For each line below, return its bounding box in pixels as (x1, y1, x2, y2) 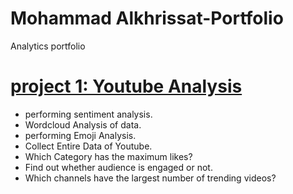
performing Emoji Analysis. (24, 129, 137, 141)
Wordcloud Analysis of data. (24, 118, 142, 131)
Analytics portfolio (10, 40, 86, 52)
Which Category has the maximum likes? (24, 150, 193, 162)
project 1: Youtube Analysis (10, 75, 243, 98)
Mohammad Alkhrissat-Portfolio (10, 7, 284, 30)
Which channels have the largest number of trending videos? (24, 172, 277, 184)
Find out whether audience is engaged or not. (24, 161, 213, 173)
